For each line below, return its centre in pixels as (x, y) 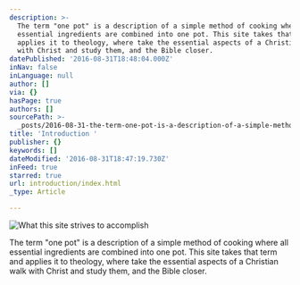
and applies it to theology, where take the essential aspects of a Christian (144, 261)
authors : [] (31, 109)
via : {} (24, 92)
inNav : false (33, 68)
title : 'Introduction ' (54, 134)
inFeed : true (33, 167)
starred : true (36, 175)
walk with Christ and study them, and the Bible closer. (108, 271)
